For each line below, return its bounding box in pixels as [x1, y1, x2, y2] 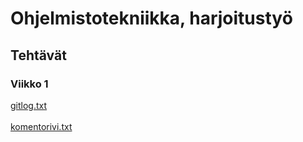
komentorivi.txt [10, 120, 73, 132]
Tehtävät [10, 47, 67, 64]
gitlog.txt [10, 99, 48, 111]
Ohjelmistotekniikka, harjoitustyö [10, 7, 293, 30]
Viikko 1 [10, 77, 49, 91]
